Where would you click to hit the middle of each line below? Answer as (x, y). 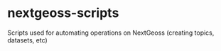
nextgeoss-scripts (63, 13)
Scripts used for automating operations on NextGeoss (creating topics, (111, 33)
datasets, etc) (27, 40)
